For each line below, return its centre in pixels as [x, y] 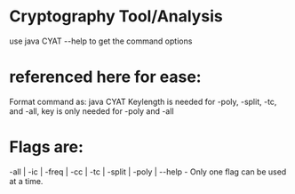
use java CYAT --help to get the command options [101, 41]
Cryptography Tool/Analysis [116, 16]
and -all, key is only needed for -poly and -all [92, 111]
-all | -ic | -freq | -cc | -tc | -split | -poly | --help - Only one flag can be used [148, 172]
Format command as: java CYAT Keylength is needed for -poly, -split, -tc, [143, 101]
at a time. [26, 181]
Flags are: [47, 147]
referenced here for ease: [105, 77]
